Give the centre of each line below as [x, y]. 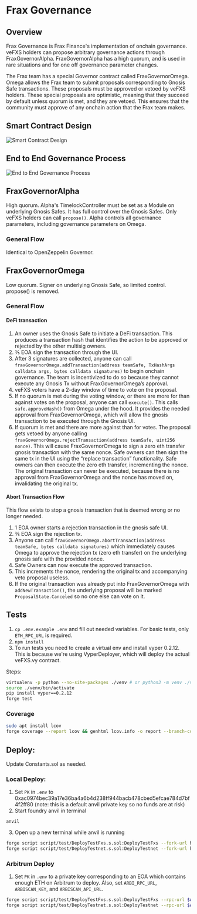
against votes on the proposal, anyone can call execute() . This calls [96, 402]
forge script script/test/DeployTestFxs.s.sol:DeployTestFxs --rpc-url [95, 900]
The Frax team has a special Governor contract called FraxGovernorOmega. [98, 76]
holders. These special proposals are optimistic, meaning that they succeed [98, 95]
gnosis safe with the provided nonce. [59, 559]
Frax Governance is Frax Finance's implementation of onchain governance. [97, 46]
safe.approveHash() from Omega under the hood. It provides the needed [102, 408]
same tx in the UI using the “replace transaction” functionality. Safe [96, 458]
